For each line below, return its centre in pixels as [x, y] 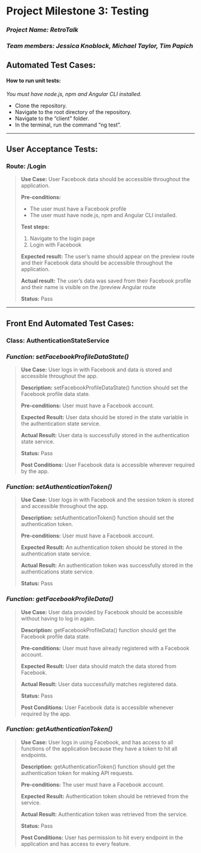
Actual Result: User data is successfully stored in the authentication [105, 435]
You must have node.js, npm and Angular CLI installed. [74, 94]
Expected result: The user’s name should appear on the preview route [107, 257]
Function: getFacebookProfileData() [60, 599]
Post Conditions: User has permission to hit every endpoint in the [102, 837]
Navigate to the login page [63, 239]
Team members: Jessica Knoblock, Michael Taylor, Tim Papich [100, 46]
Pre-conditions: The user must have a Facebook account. [92, 785]
